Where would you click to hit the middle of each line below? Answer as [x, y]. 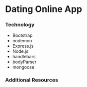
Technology [20, 25]
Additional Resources [32, 80]
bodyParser [24, 62]
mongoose [23, 67]
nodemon [22, 41]
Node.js [20, 51]
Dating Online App [44, 9]
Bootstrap [22, 35]
